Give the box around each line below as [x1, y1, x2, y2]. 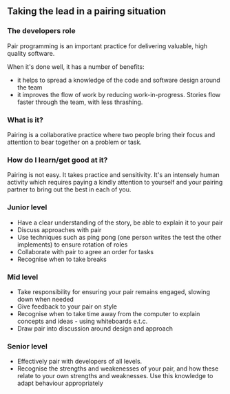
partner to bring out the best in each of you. [7, 185, 132, 194]
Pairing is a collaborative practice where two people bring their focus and [7, 130, 216, 138]
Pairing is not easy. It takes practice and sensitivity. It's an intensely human [7, 171, 220, 179]
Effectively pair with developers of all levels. [17, 357, 143, 366]
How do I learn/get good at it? [7, 155, 108, 165]
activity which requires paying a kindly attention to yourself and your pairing [7, 178, 223, 187]
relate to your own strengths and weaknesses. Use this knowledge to [17, 372, 213, 380]
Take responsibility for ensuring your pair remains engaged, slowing [17, 287, 210, 295]
